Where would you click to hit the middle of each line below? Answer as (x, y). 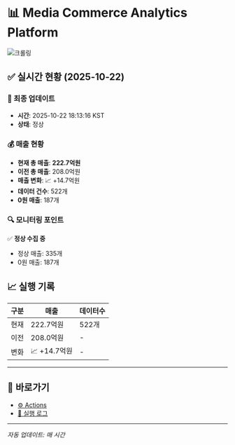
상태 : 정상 (30, 124)
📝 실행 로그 (33, 413)
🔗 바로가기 (29, 388)
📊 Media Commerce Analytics (97, 13)
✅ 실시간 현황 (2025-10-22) (66, 77)
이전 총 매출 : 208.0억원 (49, 171)
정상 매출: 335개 (40, 254)
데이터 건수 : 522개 (42, 191)
